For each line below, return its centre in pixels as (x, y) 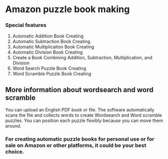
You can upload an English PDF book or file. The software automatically (80, 110)
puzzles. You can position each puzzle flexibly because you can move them (84, 121)
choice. (15, 152)
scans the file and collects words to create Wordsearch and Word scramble (84, 115)
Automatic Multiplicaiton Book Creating (53, 47)
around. (13, 126)
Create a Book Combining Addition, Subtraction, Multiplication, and (82, 58)
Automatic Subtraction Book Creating (51, 42)
